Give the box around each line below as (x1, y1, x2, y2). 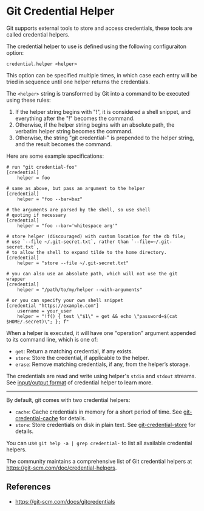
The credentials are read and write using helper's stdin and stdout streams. (6, 372, 196, 379)
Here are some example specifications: (6, 152, 104, 160)
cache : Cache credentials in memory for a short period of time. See (15, 408, 182, 415)
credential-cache (15, 414, 59, 421)
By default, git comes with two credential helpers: (6, 396, 131, 403)
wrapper (6, 276, 26, 282)
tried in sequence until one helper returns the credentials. (6, 78, 150, 85)
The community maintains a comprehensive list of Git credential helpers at (6, 457, 192, 465)
